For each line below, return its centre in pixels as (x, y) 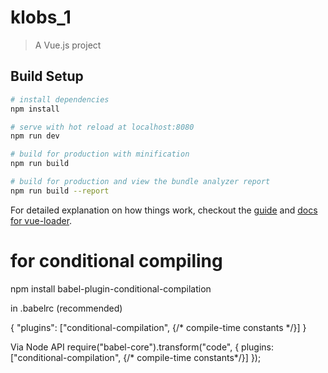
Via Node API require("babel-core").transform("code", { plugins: (142, 347)
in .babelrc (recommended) (66, 308)
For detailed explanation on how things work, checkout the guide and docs (164, 210)
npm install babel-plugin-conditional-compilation (111, 288)
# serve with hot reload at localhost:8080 (102, 127)
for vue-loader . (41, 220)
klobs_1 (41, 17)
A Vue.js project (68, 45)
